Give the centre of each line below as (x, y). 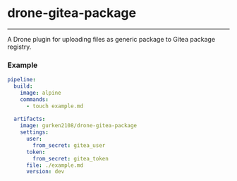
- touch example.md (54, 106)
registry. (19, 47)
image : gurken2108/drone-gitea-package (79, 126)
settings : (35, 132)
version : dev (45, 172)
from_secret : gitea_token (71, 158)
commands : (35, 99)
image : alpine (41, 93)
